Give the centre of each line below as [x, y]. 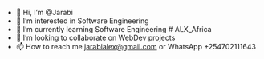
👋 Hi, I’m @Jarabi [45, 12]
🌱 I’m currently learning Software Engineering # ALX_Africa [114, 29]
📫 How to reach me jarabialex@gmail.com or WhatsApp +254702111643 [136, 47]
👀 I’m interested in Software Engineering [83, 21]
